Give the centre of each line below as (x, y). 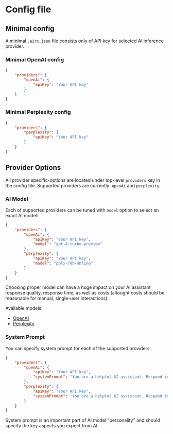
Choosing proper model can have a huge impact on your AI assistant (78, 287)
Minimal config (30, 29)
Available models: (24, 308)
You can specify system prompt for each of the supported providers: (78, 348)
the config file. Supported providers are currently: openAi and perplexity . (83, 185)
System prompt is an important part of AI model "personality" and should (83, 420)
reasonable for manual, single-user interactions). (57, 298)
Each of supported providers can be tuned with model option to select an (82, 210)
